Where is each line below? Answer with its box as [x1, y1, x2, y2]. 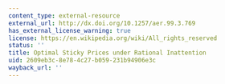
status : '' [8, 42, 45, 50]
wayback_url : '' [8, 64, 63, 72]
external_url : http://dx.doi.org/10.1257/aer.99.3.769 [8, 19, 196, 27]
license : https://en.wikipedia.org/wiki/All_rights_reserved [8, 34, 218, 42]
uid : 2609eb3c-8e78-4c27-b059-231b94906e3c [8, 57, 157, 65]
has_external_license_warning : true [8, 26, 131, 34]
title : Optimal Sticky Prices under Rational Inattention [8, 49, 207, 57]
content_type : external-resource [8, 11, 121, 20]
